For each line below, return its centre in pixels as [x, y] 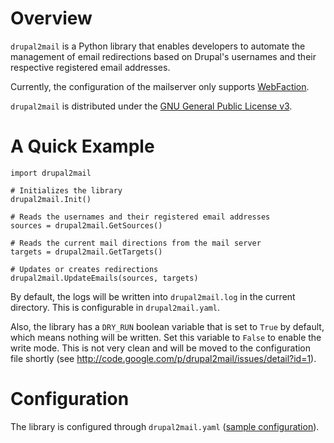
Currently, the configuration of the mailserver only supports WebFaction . [160, 86]
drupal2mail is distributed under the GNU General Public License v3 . [151, 106]
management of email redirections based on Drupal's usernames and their [163, 56]
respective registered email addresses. [90, 67]
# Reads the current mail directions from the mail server [136, 243]
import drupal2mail [51, 173]
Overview [51, 18]
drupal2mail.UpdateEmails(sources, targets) [104, 278]
